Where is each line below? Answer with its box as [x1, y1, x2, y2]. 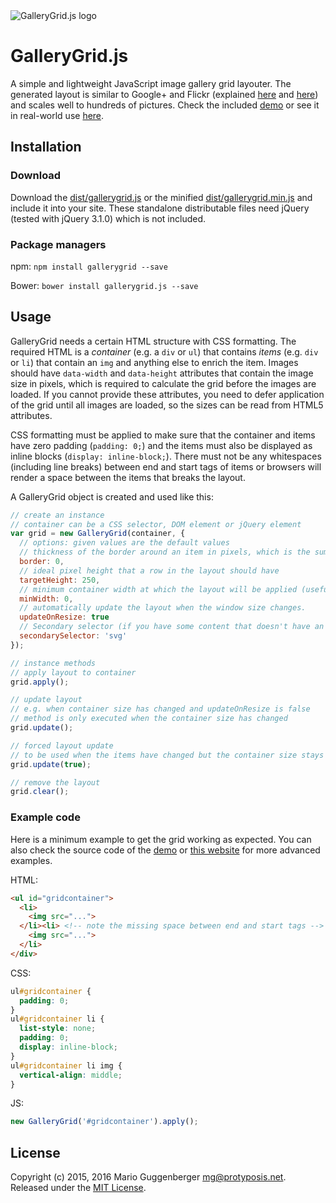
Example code [10, 810, 81, 824]
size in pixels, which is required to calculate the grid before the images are [10, 377, 317, 389]
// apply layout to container [10, 667, 137, 678]
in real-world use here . [10, 109, 105, 121]
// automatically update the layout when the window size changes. [19, 603, 307, 613]
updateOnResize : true [19, 612, 110, 623]
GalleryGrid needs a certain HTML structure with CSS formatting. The [10, 335, 297, 347]
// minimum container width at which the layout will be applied [19, 584, 298, 594]
